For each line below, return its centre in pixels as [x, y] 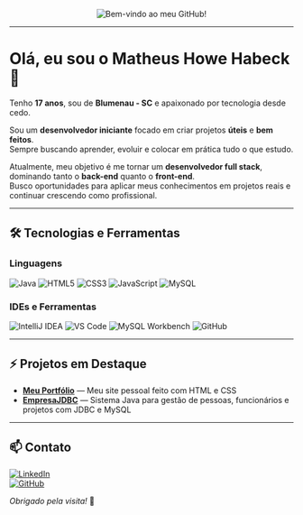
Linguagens [36, 263]
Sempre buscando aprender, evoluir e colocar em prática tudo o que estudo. [151, 149]
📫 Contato [41, 448]
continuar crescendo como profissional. [83, 195]
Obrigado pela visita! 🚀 [52, 501]
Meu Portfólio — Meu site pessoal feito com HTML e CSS [129, 390]
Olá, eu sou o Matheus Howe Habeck [150, 59]
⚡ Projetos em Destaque [78, 364]
